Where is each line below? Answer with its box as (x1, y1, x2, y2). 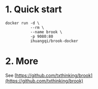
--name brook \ (30, 29, 62, 34)
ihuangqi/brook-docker (30, 38, 79, 43)
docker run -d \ (5, 20, 40, 26)
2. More (5, 55, 39, 67)
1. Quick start (5, 4, 62, 15)
